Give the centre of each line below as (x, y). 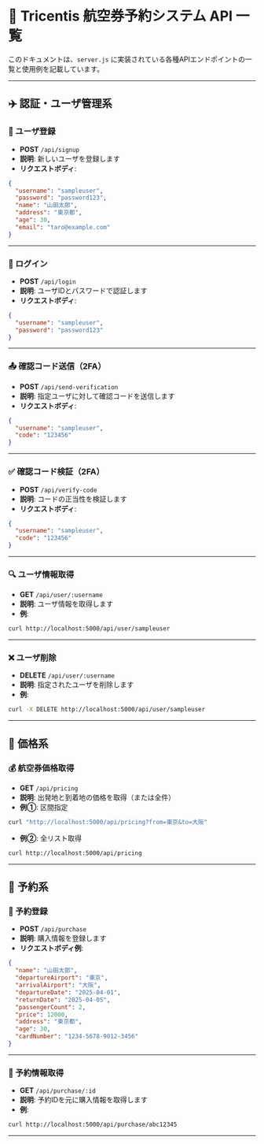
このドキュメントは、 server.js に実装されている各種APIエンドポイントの (127, 59)
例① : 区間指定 (44, 808)
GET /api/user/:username (61, 595)
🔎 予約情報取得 (36, 1072)
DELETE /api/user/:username (67, 675)
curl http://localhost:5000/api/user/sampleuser (89, 629)
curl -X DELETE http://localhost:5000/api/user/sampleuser (107, 710)
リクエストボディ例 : (51, 948)
